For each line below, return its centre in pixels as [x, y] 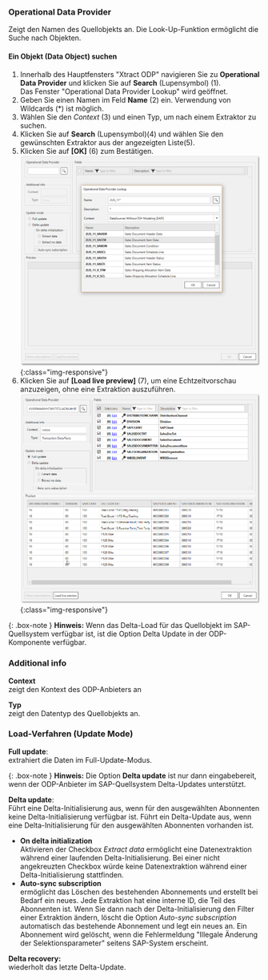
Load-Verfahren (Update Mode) [71, 734]
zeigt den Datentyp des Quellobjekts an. [74, 713]
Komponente [29, 642]
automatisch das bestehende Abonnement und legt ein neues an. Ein [133, 925]
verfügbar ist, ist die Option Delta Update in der [129, 634]
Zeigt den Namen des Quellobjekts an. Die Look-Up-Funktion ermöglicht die [133, 30]
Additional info [38, 663]
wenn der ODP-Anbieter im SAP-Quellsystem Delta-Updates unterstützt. [127, 784]
